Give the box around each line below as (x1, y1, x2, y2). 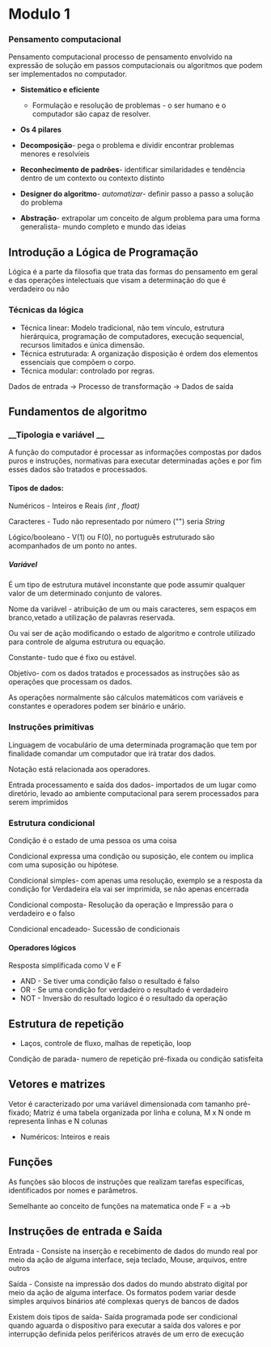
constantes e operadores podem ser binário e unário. (8, 701, 186, 711)
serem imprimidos (8, 797, 69, 807)
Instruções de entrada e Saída (8, 1225, 163, 1239)
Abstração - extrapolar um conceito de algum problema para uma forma (19, 214, 260, 223)
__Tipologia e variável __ (8, 429, 105, 440)
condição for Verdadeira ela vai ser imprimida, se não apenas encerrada (8, 884, 249, 894)
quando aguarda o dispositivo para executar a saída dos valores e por (8, 1320, 241, 1330)
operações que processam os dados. (8, 677, 133, 687)
